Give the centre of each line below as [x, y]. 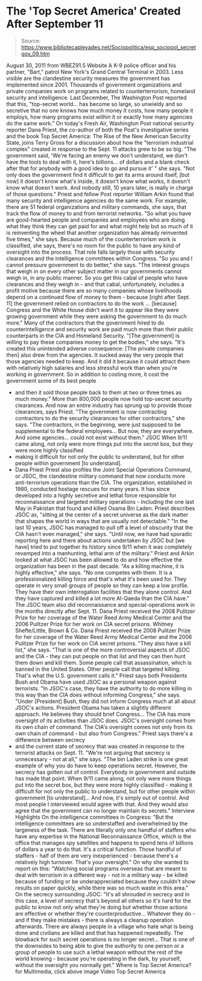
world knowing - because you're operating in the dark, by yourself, [98, 959]
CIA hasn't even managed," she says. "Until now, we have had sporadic [104, 533]
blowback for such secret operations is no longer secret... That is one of [105, 939]
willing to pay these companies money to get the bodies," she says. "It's [96, 342]
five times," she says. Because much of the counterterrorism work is [91, 239]
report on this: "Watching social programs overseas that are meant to [101, 868]
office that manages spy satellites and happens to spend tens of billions [104, 842]
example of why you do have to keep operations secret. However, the [101, 765]
